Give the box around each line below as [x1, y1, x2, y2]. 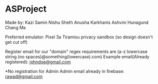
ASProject [5, 3, 47, 15]
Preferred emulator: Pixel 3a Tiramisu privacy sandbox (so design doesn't [5, 34, 153, 40]
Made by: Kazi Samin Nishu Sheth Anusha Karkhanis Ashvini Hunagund [5, 19, 149, 25]
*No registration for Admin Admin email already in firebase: [5, 68, 124, 74]
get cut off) [5, 39, 28, 45]
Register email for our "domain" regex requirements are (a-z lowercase [5, 49, 148, 54]
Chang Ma [5, 24, 26, 30]
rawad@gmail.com [5, 73, 43, 79]
